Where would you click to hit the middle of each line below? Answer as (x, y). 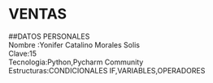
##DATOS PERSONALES (49, 36)
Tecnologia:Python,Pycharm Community (76, 62)
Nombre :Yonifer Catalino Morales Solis (74, 44)
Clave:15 (23, 53)
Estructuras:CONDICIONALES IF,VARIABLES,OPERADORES (107, 70)
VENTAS (38, 14)
